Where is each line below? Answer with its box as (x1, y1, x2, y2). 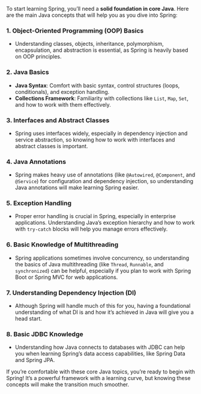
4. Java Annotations (6, 157, 67, 166)
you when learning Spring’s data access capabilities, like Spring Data (14, 350, 186, 357)
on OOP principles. (14, 53, 62, 60)
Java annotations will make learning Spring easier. (14, 184, 139, 192)
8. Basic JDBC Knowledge (6, 330, 83, 338)
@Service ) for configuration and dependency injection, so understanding (14, 178, 194, 185)
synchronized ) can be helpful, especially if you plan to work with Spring (14, 267, 191, 274)
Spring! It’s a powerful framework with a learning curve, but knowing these (6, 375, 191, 382)
